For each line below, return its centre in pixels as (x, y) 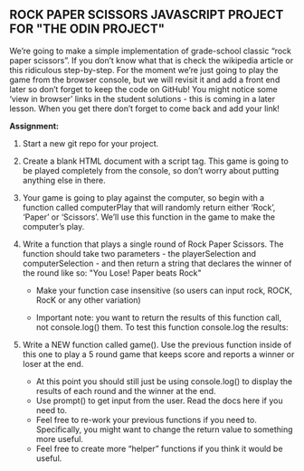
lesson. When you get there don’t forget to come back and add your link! (145, 108)
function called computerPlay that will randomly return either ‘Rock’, (149, 207)
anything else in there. (64, 180)
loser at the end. (53, 363)
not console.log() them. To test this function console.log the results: (162, 327)
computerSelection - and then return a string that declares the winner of (157, 263)
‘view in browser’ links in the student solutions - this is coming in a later (142, 99)
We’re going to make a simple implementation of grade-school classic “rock (151, 51)
